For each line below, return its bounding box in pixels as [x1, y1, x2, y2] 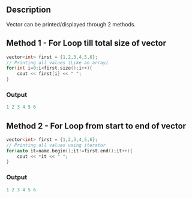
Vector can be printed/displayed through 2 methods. [6, 20, 136, 28]
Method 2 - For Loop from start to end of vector [6, 121, 187, 131]
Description [6, 5, 51, 15]
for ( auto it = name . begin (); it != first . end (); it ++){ [6, 148, 133, 154]
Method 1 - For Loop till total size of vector [6, 38, 167, 49]
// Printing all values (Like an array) [6, 59, 109, 65]
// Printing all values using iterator [6, 142, 106, 148]
